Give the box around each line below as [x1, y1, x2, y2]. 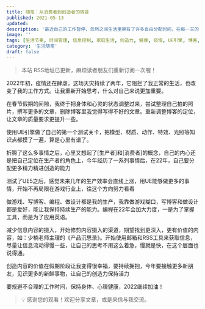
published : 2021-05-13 [6, 15, 64, 21]
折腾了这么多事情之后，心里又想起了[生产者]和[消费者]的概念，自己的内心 [6, 149, 191, 156]
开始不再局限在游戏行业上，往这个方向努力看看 [16, 185, 135, 192]
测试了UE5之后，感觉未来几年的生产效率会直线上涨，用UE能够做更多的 [6, 177, 184, 184]
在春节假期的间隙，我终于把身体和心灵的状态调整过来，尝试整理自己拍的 [6, 100, 188, 107]
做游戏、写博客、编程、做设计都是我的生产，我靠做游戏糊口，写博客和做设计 [6, 198, 199, 205]
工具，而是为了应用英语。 [6, 213, 71, 220]
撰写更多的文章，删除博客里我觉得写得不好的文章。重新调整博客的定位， [16, 108, 199, 115]
